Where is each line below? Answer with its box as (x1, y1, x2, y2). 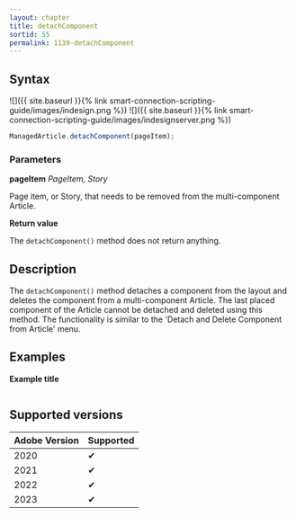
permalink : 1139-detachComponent (9, 38, 135, 48)
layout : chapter (9, 13, 70, 22)
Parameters (9, 153, 61, 165)
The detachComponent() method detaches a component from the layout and (9, 285, 288, 297)
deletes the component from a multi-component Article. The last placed (9, 295, 275, 306)
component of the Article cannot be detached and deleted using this (9, 305, 263, 316)
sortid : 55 (9, 30, 50, 39)
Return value (9, 218, 58, 229)
